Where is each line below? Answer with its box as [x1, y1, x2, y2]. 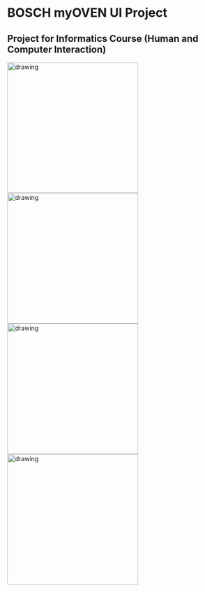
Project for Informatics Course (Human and [7, 33, 199, 45]
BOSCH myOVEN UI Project [7, 5, 167, 21]
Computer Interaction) [7, 43, 107, 55]
